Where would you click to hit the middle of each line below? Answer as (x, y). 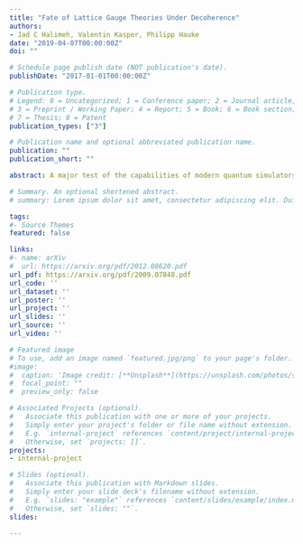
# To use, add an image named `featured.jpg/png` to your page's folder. (151, 358)
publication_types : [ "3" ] (58, 126)
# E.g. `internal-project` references (87, 433)
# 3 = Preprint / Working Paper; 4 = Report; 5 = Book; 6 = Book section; (153, 109)
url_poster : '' (38, 300)
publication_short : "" (52, 159)
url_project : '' (40, 308)
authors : (26, 26)
